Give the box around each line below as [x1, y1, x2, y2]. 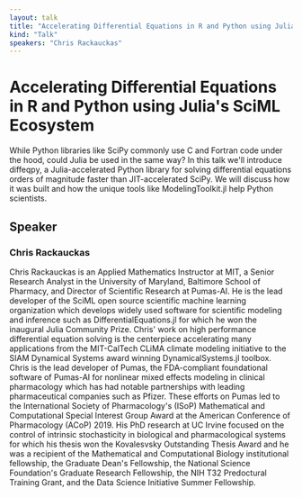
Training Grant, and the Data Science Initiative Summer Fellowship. [9, 476, 256, 487]
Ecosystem [9, 115, 95, 136]
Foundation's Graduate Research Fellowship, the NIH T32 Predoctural [9, 467, 267, 478]
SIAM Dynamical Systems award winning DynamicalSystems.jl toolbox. [9, 352, 272, 363]
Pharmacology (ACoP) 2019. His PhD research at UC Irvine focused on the [9, 420, 285, 430]
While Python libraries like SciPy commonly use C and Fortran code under [9, 145, 283, 156]
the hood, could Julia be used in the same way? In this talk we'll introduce [9, 155, 283, 166]
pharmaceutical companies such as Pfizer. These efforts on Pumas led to [9, 391, 280, 402]
